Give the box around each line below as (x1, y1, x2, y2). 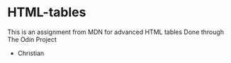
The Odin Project (7, 35, 57, 43)
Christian (17, 49, 45, 57)
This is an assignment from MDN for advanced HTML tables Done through (7, 28, 225, 36)
